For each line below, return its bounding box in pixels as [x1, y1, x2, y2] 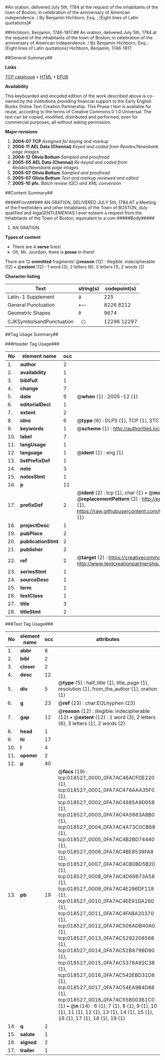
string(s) [78, 285, 100, 292]
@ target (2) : [77, 554, 108, 561]
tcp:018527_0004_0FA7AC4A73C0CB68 [58, 824, 156, 831]
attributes [96, 636, 120, 643]
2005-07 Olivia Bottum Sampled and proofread [12, 170, 110, 176]
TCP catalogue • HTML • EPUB [5, 74, 69, 79]
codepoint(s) [105, 285, 137, 292]
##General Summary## [5, 55, 53, 61]
